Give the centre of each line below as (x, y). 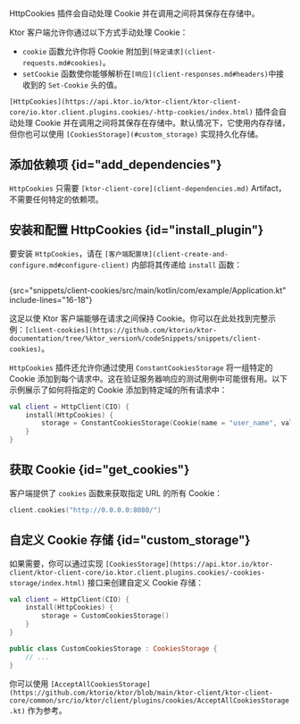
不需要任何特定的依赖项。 (56, 199)
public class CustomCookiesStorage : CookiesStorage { (113, 648)
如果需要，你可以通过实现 (56, 563)
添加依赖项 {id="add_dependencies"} (116, 165)
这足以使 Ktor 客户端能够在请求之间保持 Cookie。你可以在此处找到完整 (139, 318)
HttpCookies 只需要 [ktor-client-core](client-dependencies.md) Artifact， (148, 188)
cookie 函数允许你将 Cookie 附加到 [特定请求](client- (119, 51)
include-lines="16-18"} (51, 299)
